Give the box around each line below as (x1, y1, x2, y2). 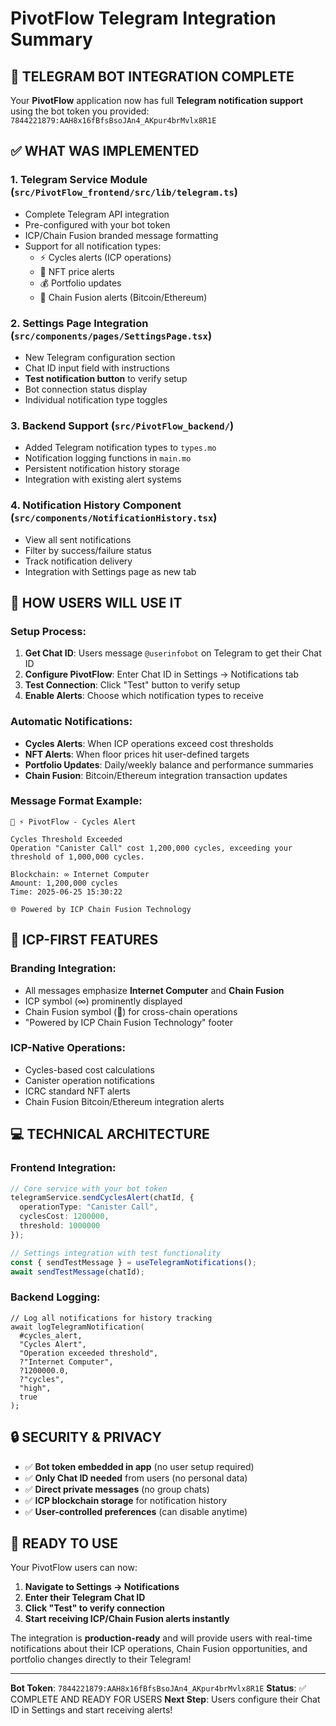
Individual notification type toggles (24, 393, 168, 406)
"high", (19, 1383, 52, 1393)
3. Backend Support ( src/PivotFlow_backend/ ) (10, 418, 235, 432)
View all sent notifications (24, 533, 132, 546)
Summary (10, 28, 93, 51)
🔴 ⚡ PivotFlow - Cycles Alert (10, 817, 137, 827)
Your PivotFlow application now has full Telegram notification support (10, 95, 304, 106)
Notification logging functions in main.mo (24, 452, 192, 464)
